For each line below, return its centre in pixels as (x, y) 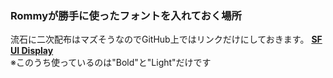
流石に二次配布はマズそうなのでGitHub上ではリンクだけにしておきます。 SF (166, 39)
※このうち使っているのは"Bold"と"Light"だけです (111, 63)
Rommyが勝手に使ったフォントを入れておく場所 (126, 15)
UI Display (32, 51)
